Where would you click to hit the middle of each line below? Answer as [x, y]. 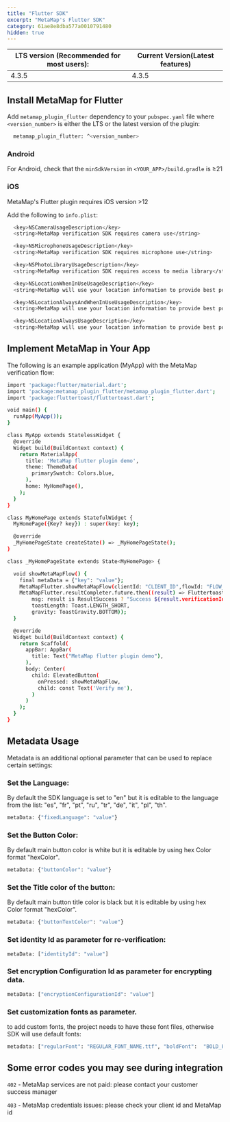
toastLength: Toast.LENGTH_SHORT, [81, 606]
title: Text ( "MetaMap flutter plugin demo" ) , [98, 656]
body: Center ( [46, 669]
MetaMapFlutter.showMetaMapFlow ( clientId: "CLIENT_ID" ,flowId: [112, 586]
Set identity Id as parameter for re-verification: [87, 940]
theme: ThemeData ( [51, 467]
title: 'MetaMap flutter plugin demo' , [82, 461]
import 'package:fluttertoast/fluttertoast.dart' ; [81, 398]
